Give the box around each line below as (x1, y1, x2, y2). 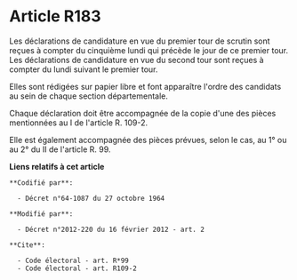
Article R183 (9, 6, 101, 27)
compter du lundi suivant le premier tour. (9, 64, 158, 75)
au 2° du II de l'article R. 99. (9, 144, 111, 155)
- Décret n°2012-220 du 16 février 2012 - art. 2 (17, 225, 205, 234)
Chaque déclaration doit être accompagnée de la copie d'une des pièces (9, 108, 277, 118)
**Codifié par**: (9, 178, 74, 188)
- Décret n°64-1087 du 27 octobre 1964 (17, 194, 165, 203)
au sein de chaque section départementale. (9, 91, 169, 101)
